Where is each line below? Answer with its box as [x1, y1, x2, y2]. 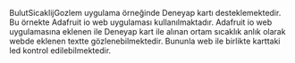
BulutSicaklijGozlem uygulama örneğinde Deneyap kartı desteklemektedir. [9, 8, 282, 18]
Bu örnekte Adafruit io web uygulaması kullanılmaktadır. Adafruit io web [9, 17, 273, 28]
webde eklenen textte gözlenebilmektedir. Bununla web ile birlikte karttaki [9, 35, 281, 46]
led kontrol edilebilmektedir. [9, 45, 112, 56]
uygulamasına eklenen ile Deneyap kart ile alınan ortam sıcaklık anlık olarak [9, 27, 286, 36]
